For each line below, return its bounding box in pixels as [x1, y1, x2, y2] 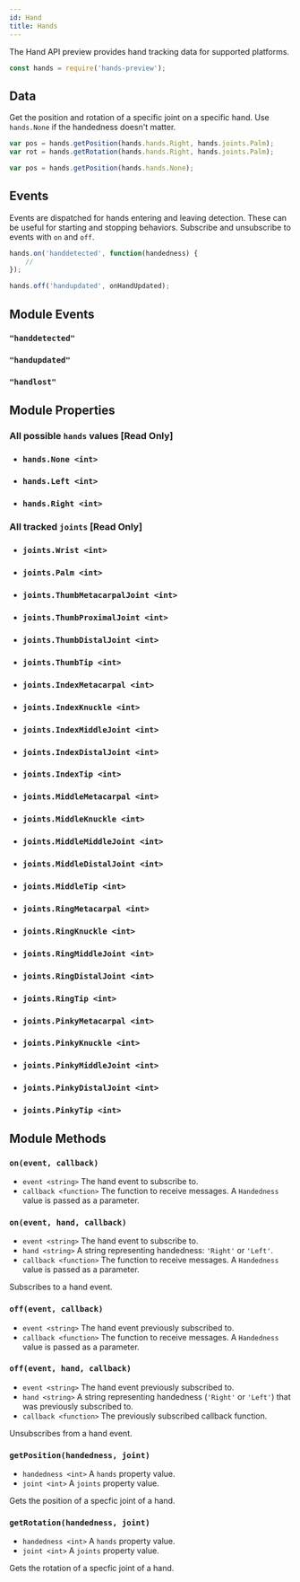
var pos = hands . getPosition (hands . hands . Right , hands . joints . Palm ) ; [9, 139, 275, 148]
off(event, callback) [9, 1304, 104, 1314]
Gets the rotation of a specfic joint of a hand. [9, 1563, 175, 1574]
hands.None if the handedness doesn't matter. [9, 122, 176, 133]
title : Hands [9, 22, 58, 31]
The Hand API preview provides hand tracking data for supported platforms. [9, 46, 289, 57]
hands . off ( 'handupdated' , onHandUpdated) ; [9, 282, 170, 291]
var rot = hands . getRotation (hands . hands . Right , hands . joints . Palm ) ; [9, 147, 275, 157]
